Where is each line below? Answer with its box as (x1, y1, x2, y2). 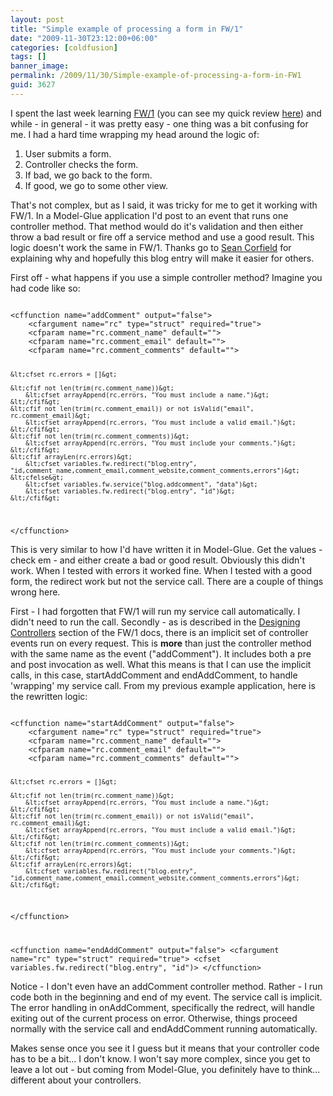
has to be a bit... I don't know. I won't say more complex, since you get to (10, 1053, 311, 1065)
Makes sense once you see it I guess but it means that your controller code (10, 1042, 320, 1055)
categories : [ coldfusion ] (10, 42, 118, 53)
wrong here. (10, 586, 61, 598)
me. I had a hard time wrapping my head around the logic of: (10, 128, 260, 140)
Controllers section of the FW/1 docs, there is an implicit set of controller (10, 626, 309, 638)
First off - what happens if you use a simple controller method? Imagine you (10, 271, 323, 283)
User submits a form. (24, 147, 112, 160)
